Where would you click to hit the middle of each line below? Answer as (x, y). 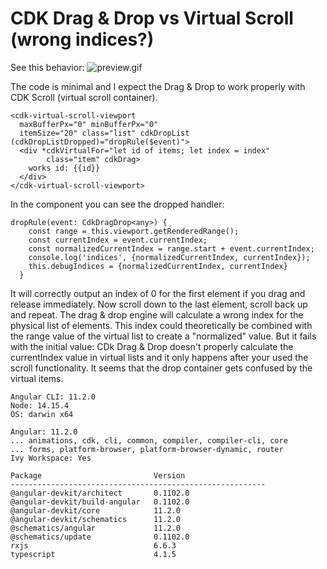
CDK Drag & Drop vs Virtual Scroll (152, 18)
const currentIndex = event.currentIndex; (118, 240)
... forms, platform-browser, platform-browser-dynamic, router (147, 449)
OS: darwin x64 (42, 414)
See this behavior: (47, 67)
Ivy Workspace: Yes (51, 458)
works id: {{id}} (64, 168)
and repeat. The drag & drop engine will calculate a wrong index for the (157, 314)
